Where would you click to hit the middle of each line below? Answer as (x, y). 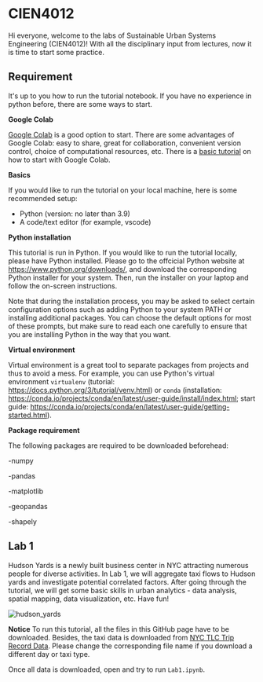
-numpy (21, 460)
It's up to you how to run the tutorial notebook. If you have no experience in (130, 96)
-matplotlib (26, 491)
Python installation (40, 237)
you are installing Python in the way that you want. (89, 334)
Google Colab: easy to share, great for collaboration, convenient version (125, 143)
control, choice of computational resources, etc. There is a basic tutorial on (130, 151)
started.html (28, 415)
